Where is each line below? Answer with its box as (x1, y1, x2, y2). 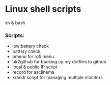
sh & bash (5, 20, 26, 26)
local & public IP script (12, 64, 57, 70)
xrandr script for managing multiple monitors (12, 75, 103, 81)
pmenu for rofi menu (12, 54, 54, 59)
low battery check (12, 43, 49, 49)
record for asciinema (12, 69, 55, 75)
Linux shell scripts (5, 3, 82, 15)
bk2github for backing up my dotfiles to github (12, 59, 107, 65)
